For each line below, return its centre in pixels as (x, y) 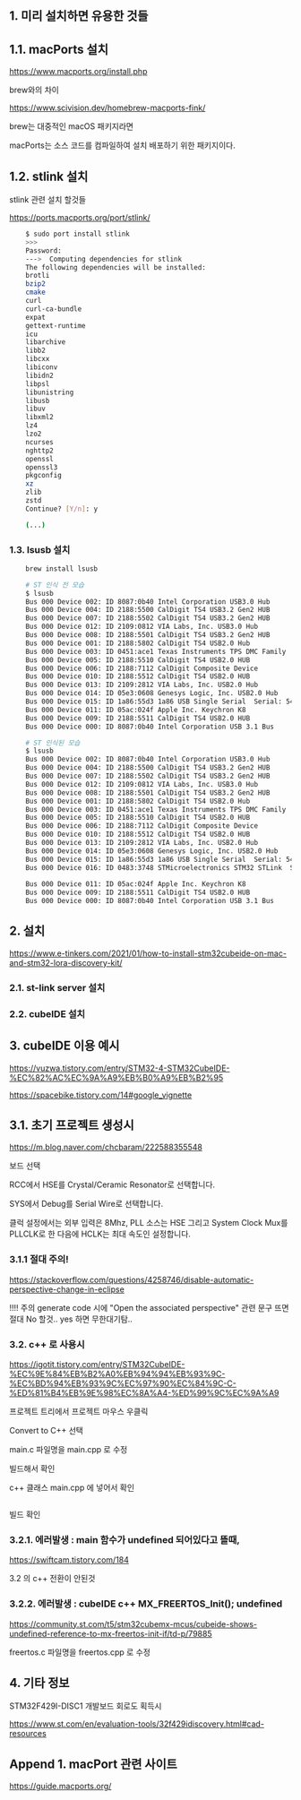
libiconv (42, 367)
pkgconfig (44, 476)
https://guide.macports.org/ (60, 1787)
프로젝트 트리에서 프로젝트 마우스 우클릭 (79, 1411)
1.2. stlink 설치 (49, 176)
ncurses (39, 442)
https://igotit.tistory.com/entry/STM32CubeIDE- (97, 1364)
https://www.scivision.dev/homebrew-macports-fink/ (107, 108)
